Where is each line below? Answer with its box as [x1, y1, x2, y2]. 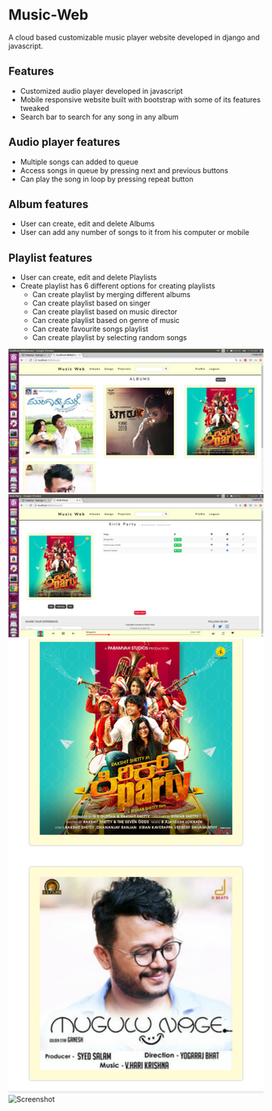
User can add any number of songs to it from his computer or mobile [19, 228, 249, 237]
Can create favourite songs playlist [32, 324, 149, 334]
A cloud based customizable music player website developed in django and [8, 32, 261, 42]
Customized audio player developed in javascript [19, 86, 184, 96]
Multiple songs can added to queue [19, 156, 139, 167]
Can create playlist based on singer [32, 298, 151, 309]
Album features [8, 197, 89, 211]
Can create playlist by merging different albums [32, 290, 191, 300]
